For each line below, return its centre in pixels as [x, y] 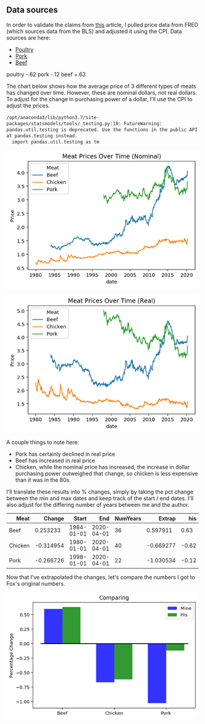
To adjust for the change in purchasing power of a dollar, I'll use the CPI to [99, 99]
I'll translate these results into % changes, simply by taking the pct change [100, 492]
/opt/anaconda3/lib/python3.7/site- [53, 117]
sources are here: [28, 38]
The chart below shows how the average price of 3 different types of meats [101, 86]
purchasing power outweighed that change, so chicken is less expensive [106, 474]
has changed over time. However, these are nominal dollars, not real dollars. [102, 92]
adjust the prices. [28, 106]
